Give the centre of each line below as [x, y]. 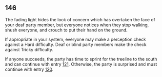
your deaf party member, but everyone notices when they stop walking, [77, 25]
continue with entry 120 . [29, 69]
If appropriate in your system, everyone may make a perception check [76, 39]
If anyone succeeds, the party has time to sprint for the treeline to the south [81, 59]
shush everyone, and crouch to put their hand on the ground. [66, 30]
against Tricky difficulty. [29, 49]
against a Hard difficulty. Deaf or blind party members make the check [76, 44]
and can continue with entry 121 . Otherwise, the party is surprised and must [81, 64]
